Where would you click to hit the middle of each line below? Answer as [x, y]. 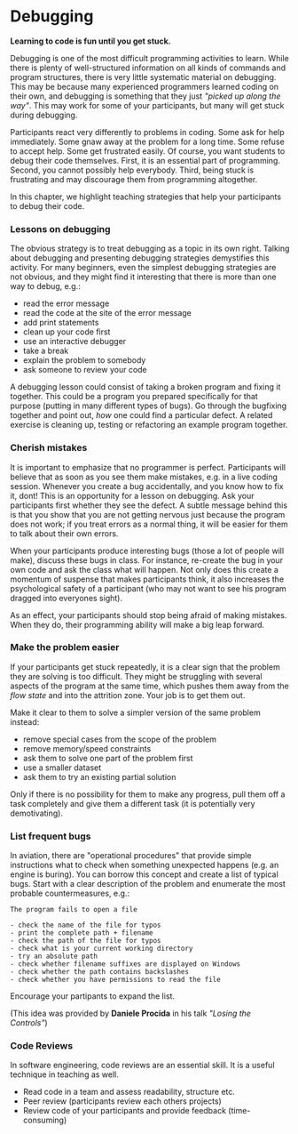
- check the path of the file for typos [86, 941]
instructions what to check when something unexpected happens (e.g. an [145, 865]
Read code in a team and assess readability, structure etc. [129, 1092]
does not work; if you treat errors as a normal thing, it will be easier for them [149, 524]
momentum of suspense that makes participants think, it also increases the [147, 579]
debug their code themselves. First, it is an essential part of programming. [145, 160]
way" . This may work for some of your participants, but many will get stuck [147, 105]
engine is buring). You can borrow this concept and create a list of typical [144, 874]
